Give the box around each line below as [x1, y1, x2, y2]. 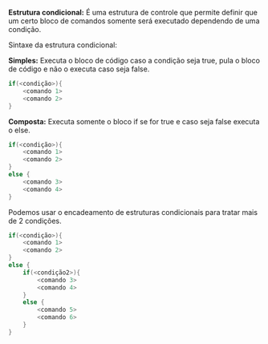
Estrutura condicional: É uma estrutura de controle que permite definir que [8, 8, 258, 17]
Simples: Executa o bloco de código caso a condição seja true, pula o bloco [8, 56, 261, 65]
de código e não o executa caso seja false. [8, 64, 150, 74]
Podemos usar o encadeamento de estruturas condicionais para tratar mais [8, 207, 258, 217]
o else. [8, 125, 30, 135]
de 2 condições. [8, 216, 62, 225]
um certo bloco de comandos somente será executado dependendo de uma [8, 16, 260, 26]
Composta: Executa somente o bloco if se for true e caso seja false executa [8, 116, 260, 126]
